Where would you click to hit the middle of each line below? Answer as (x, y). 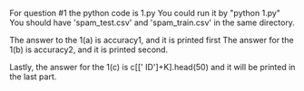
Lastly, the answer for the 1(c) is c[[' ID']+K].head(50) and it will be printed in (152, 67)
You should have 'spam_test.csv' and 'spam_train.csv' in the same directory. (152, 23)
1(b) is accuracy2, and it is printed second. (89, 50)
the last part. (33, 77)
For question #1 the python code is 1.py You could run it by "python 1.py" (145, 13)
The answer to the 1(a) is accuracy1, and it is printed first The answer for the (152, 40)
